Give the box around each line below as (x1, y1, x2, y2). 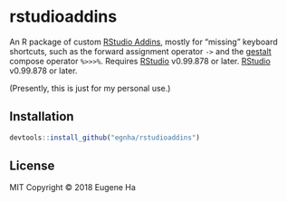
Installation (9, 109, 74, 124)
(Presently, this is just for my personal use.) (9, 82, 171, 93)
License (9, 159, 55, 174)
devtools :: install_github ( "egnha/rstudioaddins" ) (9, 133, 201, 142)
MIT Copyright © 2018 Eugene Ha (9, 182, 136, 193)
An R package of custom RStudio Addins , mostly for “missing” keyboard (9, 36, 278, 47)
